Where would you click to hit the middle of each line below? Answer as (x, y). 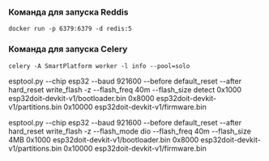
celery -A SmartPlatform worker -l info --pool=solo (99, 66)
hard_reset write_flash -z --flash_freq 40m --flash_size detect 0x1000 (125, 89)
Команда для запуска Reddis (68, 12)
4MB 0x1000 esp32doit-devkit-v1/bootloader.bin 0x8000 (104, 139)
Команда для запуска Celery (68, 49)
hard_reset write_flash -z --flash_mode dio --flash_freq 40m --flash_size (130, 131)
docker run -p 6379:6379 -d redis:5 (70, 29)
